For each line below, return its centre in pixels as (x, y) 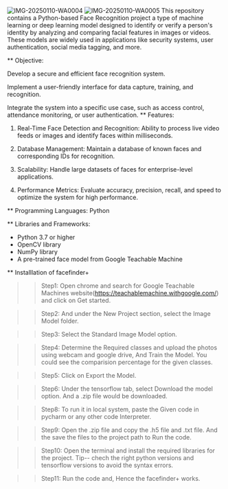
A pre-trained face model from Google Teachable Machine (100, 259)
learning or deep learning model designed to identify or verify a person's (110, 25)
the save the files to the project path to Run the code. (116, 437)
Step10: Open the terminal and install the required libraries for (128, 451)
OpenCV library (39, 244)
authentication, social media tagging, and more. (75, 47)
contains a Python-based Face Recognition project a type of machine (105, 18)
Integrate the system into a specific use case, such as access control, (106, 107)
